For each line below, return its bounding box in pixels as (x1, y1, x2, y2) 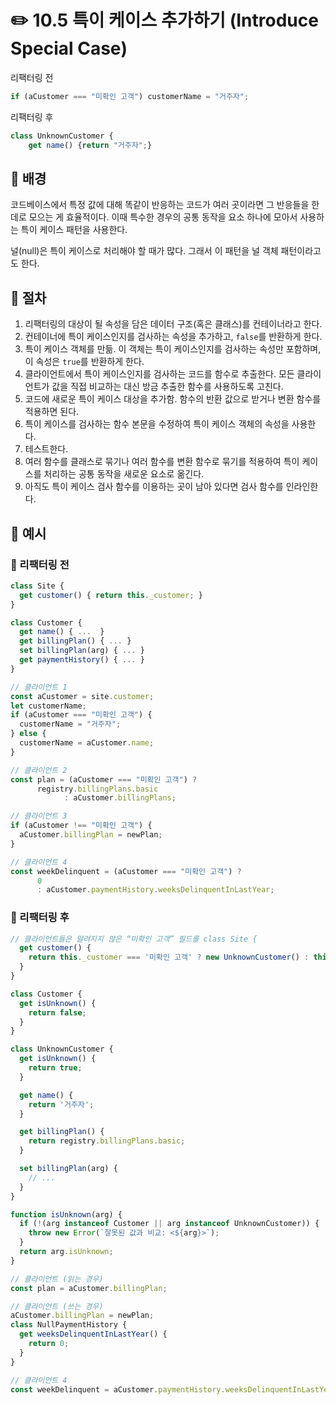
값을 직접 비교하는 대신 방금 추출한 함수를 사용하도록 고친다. (51, 381, 284, 393)
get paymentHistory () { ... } (19, 655, 145, 665)
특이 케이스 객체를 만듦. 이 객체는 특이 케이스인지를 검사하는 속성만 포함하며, (24, 343, 322, 355)
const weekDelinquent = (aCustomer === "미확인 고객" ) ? (10, 866, 242, 876)
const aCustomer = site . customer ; (10, 691, 155, 701)
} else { (10, 729, 47, 739)
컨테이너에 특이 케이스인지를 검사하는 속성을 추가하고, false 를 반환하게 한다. (24, 331, 323, 343)
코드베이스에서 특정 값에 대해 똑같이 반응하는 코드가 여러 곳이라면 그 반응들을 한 (10, 199, 320, 211)
